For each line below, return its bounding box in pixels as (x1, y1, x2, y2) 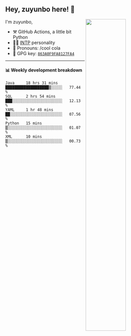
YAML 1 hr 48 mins (5, 107, 54, 113)
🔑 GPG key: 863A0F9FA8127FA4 (12, 50, 75, 56)
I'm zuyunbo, (5, 18, 33, 25)
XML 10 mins (5, 134, 42, 140)
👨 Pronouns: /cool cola (12, 44, 61, 51)
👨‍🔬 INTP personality (12, 39, 55, 46)
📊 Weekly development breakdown (5, 67, 83, 73)
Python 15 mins (5, 121, 42, 126)
